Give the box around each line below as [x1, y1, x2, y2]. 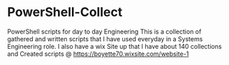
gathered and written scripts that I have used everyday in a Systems [7, 34, 203, 43]
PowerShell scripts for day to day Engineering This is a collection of [7, 27, 202, 36]
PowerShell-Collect [7, 4, 123, 20]
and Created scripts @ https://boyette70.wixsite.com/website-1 [7, 50, 189, 58]
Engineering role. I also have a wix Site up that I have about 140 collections [7, 42, 222, 50]
